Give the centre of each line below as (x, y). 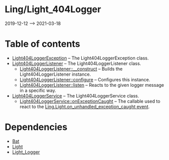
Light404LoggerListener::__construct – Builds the (71, 69)
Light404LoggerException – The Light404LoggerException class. (80, 58)
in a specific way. (38, 90)
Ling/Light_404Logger (53, 9)
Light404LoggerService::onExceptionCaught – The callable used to (90, 101)
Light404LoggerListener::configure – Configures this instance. (85, 79)
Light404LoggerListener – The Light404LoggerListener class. (77, 63)
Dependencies (36, 127)
